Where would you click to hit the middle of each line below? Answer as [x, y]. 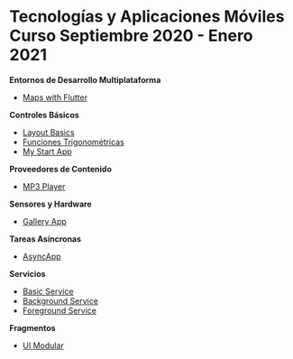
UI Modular [43, 345]
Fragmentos [32, 327]
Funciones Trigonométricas [73, 142]
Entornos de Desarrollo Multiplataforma [85, 79]
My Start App [47, 152]
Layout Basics [48, 132]
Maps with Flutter [55, 97]
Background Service [60, 300]
